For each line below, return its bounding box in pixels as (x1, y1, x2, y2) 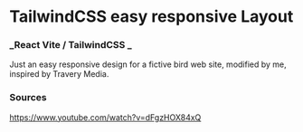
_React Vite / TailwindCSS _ (9, 39, 133, 52)
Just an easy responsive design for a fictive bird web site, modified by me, (9, 59, 287, 70)
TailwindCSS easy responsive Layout (9, 6, 294, 27)
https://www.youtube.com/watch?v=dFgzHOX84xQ (9, 111, 202, 123)
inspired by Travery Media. (9, 69, 109, 80)
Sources (9, 91, 47, 104)
